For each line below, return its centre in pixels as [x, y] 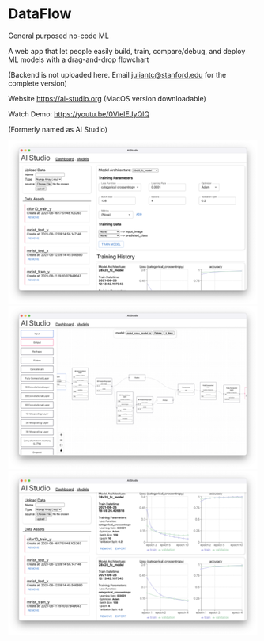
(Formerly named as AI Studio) [58, 129]
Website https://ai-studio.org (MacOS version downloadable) [107, 98]
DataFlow [40, 14]
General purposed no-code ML [58, 36]
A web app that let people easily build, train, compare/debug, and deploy [127, 51]
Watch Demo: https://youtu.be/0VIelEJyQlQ [79, 114]
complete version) [38, 83]
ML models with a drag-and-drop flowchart [79, 59]
